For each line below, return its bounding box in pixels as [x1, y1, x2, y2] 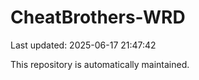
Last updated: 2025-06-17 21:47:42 [10, 39, 157, 51]
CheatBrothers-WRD [10, 6, 186, 29]
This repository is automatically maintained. [10, 58, 190, 70]
